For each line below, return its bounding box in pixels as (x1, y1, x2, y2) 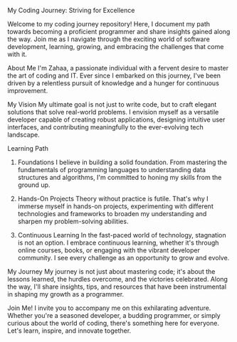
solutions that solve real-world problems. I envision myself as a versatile (7, 108, 219, 116)
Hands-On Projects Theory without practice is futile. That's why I (17, 195, 209, 203)
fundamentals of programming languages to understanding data (17, 166, 206, 173)
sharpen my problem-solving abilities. (17, 217, 129, 225)
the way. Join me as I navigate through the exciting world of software (7, 35, 210, 43)
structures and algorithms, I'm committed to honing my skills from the (17, 173, 222, 181)
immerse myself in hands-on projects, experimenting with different (17, 202, 214, 210)
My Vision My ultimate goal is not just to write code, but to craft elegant (7, 100, 217, 109)
